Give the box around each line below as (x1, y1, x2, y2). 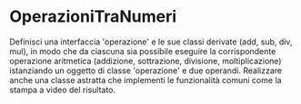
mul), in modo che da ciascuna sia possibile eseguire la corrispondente (9, 45, 276, 56)
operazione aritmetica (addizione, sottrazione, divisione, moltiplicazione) (9, 55, 282, 66)
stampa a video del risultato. (9, 84, 116, 95)
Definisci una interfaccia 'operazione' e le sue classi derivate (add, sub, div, (9, 36, 293, 47)
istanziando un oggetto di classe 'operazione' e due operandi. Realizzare (9, 65, 283, 76)
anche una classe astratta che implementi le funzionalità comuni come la (9, 74, 282, 85)
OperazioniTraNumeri (9, 6, 177, 27)
